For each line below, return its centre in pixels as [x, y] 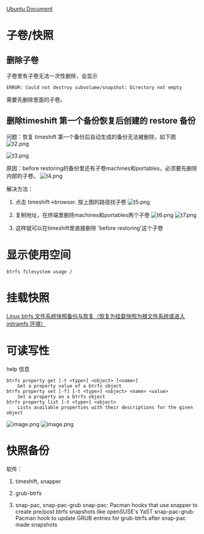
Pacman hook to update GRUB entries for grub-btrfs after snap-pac [100, 518]
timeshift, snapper [38, 481]
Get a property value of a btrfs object [70, 386]
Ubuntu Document [30, 9]
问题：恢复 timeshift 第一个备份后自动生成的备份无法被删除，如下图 [91, 137]
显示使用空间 [39, 255]
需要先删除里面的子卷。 [36, 100]
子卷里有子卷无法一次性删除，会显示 [52, 76]
